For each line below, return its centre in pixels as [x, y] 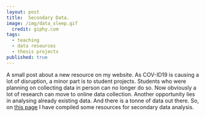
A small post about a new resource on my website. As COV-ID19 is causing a [103, 74]
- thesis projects [35, 52]
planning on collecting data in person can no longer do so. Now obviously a [102, 87]
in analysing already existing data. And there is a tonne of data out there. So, [103, 101]
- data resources [34, 46]
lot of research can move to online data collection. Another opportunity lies [101, 94]
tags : [13, 35]
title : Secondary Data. [38, 18]
